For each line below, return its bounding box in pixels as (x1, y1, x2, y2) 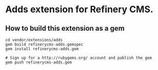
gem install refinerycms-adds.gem (5, 46, 79, 52)
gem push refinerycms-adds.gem (5, 60, 72, 65)
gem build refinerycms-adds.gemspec (5, 42, 83, 47)
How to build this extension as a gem (5, 24, 125, 33)
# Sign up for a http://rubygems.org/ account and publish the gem (5, 55, 152, 60)
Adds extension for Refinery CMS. (5, 4, 153, 15)
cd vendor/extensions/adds (5, 37, 63, 42)
